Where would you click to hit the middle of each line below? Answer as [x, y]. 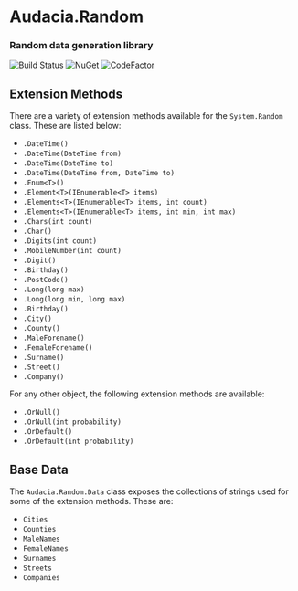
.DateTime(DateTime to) [68, 164]
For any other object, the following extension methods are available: [137, 394]
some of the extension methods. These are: [91, 501]
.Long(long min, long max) [74, 300]
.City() [37, 319]
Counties [39, 530]
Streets [37, 568]
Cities [35, 520]
